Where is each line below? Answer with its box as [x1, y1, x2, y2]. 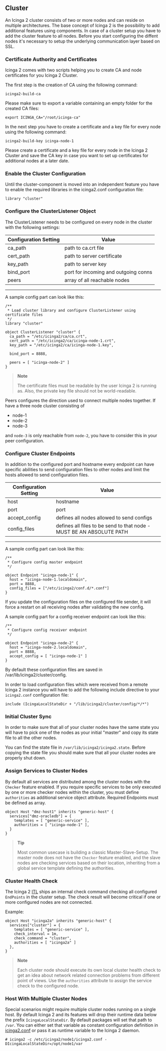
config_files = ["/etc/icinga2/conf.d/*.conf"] [9, 586, 110, 591]
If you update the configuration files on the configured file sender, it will [5, 599, 151, 605]
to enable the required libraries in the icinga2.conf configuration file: [5, 187, 144, 193]
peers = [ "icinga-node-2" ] [9, 360, 70, 365]
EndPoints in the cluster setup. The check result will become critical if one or [5, 894, 161, 900]
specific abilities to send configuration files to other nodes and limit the [5, 467, 150, 472]
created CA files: [5, 106, 40, 111]
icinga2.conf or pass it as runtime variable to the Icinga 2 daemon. [5, 1028, 140, 1034]
